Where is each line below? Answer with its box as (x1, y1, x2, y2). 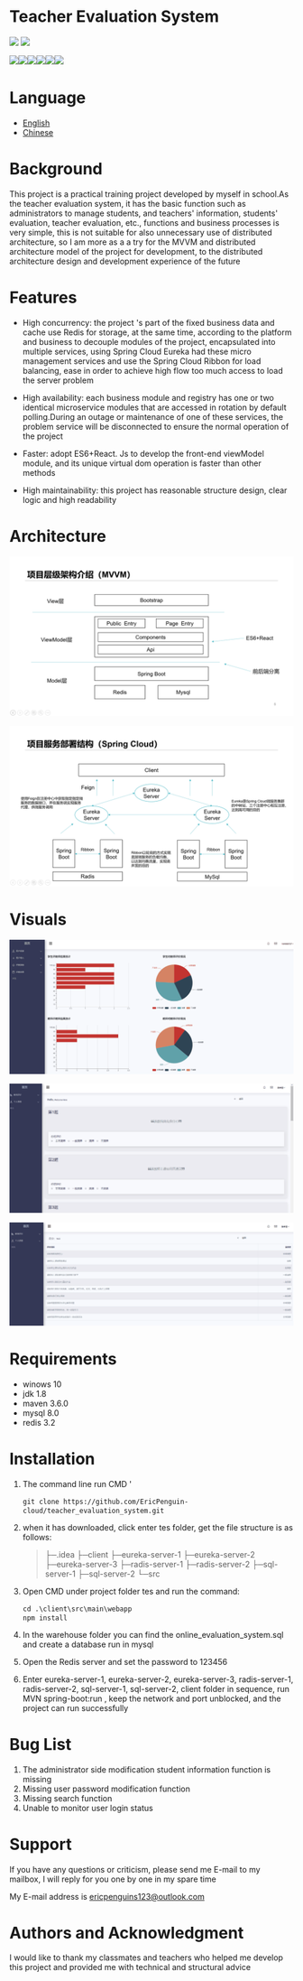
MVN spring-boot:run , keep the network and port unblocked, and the (22, 1693, 281, 1704)
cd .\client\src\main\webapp (22, 1604, 133, 1614)
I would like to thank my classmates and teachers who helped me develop (9, 1952, 284, 1963)
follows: (22, 1531, 52, 1542)
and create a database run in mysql (22, 1639, 154, 1650)
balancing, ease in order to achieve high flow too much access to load (22, 365, 283, 376)
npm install (22, 1614, 68, 1623)
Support (9, 1834, 72, 1855)
